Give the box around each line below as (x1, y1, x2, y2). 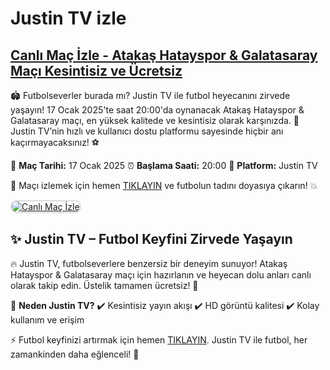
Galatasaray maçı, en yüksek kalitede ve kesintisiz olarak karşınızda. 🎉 (10, 115, 300, 126)
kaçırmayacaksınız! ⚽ (10, 137, 100, 148)
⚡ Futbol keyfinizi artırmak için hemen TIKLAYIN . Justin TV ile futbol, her (10, 333, 308, 346)
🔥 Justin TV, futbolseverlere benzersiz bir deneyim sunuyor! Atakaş (10, 257, 288, 269)
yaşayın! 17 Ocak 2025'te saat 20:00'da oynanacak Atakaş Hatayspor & (10, 104, 305, 116)
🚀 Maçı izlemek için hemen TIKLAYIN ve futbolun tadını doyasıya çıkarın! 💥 (10, 180, 318, 191)
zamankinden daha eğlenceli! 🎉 (10, 348, 140, 360)
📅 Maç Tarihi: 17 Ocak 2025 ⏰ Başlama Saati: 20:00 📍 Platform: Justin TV (10, 160, 318, 171)
